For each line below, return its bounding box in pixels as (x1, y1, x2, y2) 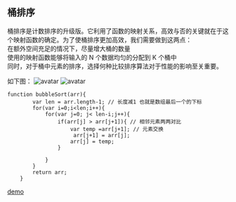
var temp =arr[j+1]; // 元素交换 (70, 125, 164, 132)
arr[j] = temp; (70, 138, 114, 145)
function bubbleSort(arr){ (7, 91, 86, 98)
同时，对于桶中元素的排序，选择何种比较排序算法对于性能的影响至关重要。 (7, 62, 223, 70)
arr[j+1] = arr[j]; (73, 132, 131, 139)
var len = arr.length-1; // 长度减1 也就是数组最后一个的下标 (32, 98, 202, 106)
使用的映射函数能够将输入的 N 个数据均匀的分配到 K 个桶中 (7, 53, 177, 61)
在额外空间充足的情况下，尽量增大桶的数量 (7, 44, 131, 53)
